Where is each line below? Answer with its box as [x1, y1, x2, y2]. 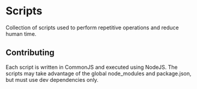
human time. [5, 30, 37, 37]
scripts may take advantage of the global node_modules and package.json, [5, 70, 192, 77]
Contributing [5, 48, 55, 58]
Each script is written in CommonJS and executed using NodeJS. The [5, 63, 178, 70]
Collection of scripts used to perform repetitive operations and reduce [5, 24, 180, 31]
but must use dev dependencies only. [5, 76, 98, 83]
